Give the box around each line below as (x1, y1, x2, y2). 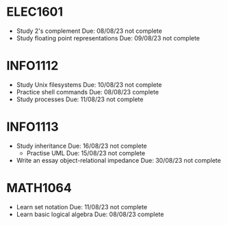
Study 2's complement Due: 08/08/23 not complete (16, 27, 162, 35)
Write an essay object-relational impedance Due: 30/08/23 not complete (16, 156, 221, 164)
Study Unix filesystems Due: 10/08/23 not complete (16, 80, 162, 89)
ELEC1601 (6, 4, 63, 20)
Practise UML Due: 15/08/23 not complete (26, 148, 145, 157)
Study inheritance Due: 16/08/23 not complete (16, 142, 148, 150)
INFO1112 (6, 58, 59, 74)
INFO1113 (6, 119, 59, 135)
